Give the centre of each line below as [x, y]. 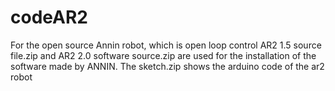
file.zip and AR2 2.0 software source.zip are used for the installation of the [163, 55]
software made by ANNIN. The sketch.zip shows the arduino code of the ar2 [167, 66]
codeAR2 [49, 17]
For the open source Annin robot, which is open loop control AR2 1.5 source [166, 45]
